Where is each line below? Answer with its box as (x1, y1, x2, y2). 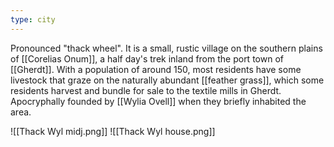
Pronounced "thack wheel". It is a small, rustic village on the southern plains (10, 42, 323, 54)
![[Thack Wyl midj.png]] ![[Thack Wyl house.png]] (10, 125, 216, 137)
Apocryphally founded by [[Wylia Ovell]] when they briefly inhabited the (10, 95, 307, 107)
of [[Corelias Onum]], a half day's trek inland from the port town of (10, 52, 284, 65)
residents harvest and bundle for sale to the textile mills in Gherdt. (10, 84, 282, 96)
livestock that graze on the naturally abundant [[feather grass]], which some (10, 74, 325, 86)
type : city (10, 14, 56, 25)
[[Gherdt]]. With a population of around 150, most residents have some (10, 63, 302, 75)
